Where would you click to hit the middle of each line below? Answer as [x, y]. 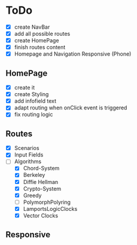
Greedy [32, 195]
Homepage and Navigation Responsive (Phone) [73, 54]
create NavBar [32, 27]
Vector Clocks [40, 215]
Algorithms [28, 161]
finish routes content [40, 47]
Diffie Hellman [41, 182]
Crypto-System [42, 188]
